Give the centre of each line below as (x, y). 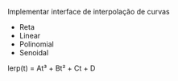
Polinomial (36, 44)
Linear (30, 36)
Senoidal (34, 53)
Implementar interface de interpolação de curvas (89, 12)
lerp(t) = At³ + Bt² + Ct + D (52, 68)
